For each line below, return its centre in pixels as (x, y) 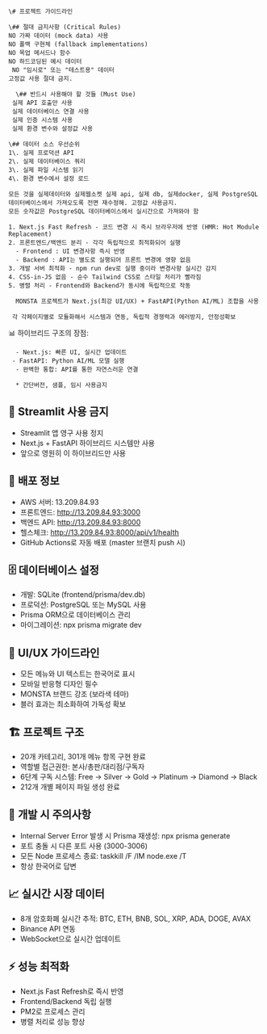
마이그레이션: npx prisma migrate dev (81, 625)
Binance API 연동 (48, 928)
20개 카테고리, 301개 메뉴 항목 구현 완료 (83, 757)
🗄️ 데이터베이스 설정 (54, 571)
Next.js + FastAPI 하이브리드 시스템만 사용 (88, 443)
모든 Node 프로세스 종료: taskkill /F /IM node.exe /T (103, 855)
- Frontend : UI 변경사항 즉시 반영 (70, 251)
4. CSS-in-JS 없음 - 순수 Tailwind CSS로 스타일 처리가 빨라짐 (105, 277)
